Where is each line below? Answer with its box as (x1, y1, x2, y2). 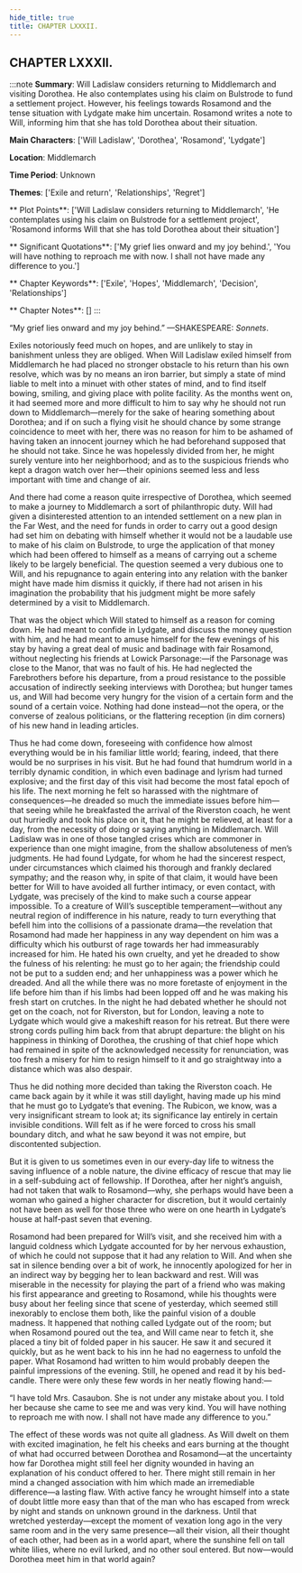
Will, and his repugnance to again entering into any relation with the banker (9, 569, 288, 579)
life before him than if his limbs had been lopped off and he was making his (9, 987, 288, 998)
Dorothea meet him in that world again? (9, 1554, 156, 1565)
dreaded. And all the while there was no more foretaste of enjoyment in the (9, 977, 288, 988)
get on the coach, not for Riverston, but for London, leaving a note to (9, 1006, 264, 1017)
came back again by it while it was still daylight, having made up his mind (9, 1091, 281, 1102)
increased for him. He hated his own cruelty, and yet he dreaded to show (9, 948, 280, 959)
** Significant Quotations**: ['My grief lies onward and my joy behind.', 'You (9, 241, 291, 253)
